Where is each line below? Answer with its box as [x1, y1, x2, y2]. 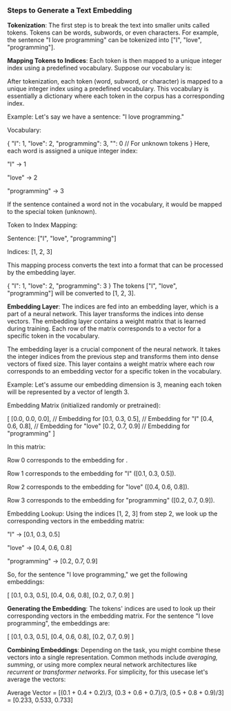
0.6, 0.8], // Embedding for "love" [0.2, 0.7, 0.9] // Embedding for [7, 422, 190, 430]
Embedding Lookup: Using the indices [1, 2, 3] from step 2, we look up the [7, 509, 218, 518]
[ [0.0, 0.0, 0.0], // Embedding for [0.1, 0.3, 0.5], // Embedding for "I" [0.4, [7, 415, 214, 423]
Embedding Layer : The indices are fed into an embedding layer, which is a [7, 302, 219, 311]
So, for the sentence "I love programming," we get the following [7, 570, 188, 578]
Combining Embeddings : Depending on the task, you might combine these [7, 646, 221, 654]
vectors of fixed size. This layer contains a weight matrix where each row [7, 360, 215, 368]
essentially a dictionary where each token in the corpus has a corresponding [7, 92, 225, 100]
